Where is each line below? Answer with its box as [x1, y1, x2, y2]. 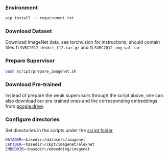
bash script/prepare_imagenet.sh [5, 69, 77, 74]
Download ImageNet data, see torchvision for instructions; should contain [5, 39, 160, 45]
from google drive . [5, 103, 44, 109]
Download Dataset [5, 27, 52, 35]
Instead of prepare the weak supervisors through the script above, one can [5, 92, 163, 98]
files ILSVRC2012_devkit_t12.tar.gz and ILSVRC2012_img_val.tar [5, 45, 140, 51]
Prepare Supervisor [5, 57, 55, 65]
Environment [5, 4, 38, 11]
